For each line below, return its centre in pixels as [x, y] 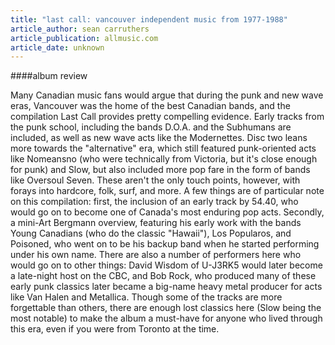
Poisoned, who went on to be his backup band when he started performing [165, 244]
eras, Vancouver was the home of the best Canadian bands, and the [150, 106]
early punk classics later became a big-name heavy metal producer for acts [166, 287]
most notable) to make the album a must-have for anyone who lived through [166, 318]
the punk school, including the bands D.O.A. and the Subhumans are [151, 127]
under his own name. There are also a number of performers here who [156, 255]
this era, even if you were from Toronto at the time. [115, 329]
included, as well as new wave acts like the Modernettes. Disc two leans [159, 138]
